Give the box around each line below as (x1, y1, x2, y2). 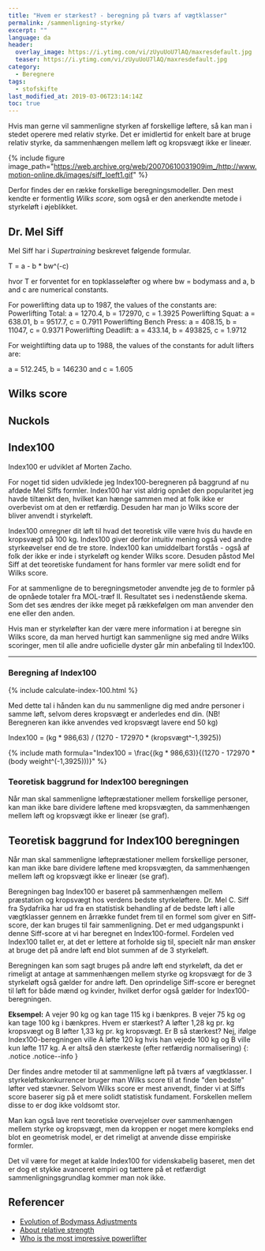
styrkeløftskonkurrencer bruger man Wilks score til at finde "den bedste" (8, 1075, 244, 1084)
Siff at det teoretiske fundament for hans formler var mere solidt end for (8, 560, 241, 569)
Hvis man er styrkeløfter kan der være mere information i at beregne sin (8, 624, 241, 633)
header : (8, 41, 34, 49)
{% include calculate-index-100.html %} (8, 685, 138, 695)
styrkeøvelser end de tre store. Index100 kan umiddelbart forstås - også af (8, 542, 250, 552)
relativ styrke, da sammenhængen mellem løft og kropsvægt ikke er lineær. (8, 138, 252, 148)
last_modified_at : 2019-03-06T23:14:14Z (8, 92, 144, 100)
